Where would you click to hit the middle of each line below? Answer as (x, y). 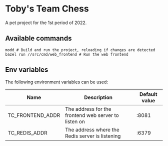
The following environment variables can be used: (57, 82)
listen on (75, 121)
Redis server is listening (93, 136)
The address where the (92, 129)
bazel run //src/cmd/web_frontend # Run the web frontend (67, 54)
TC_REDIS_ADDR (27, 132)
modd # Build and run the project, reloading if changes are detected (80, 50)
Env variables (27, 70)
